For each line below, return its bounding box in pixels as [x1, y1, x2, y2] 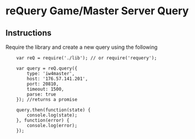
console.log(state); [27, 112, 78, 118]
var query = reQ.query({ [16, 65, 78, 71]
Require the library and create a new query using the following [5, 43, 158, 50]
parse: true [27, 91, 57, 97]
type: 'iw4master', [27, 71, 75, 77]
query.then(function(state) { [16, 107, 91, 113]
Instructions [5, 28, 52, 38]
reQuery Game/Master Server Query [5, 4, 189, 18]
